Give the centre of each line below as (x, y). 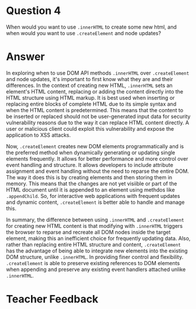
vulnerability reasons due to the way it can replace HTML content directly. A (98, 122)
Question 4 (34, 11)
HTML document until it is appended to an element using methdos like (91, 190)
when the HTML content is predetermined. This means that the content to (95, 110)
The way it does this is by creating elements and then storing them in (89, 177)
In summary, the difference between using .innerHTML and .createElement (95, 220)
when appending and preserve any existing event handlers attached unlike (96, 269)
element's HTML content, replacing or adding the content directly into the (95, 91)
